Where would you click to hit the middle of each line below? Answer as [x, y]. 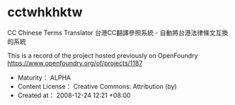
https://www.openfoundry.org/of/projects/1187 [75, 63]
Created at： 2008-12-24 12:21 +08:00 [74, 95]
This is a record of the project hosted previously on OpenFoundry [103, 55]
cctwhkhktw [45, 12]
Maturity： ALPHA [44, 78]
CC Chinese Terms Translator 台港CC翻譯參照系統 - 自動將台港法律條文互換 [118, 32]
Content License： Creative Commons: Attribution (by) [97, 86]
